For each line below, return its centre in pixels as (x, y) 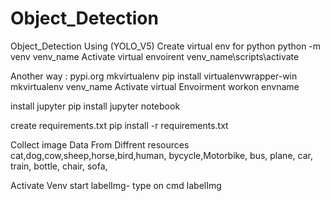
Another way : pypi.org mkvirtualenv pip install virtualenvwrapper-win (154, 76)
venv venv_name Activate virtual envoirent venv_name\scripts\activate (155, 56)
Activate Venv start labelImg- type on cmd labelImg (116, 185)
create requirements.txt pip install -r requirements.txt (119, 125)
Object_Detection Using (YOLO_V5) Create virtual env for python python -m (166, 46)
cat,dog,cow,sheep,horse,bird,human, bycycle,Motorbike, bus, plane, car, (161, 155)
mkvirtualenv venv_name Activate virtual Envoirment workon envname (155, 86)
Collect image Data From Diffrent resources (100, 144)
